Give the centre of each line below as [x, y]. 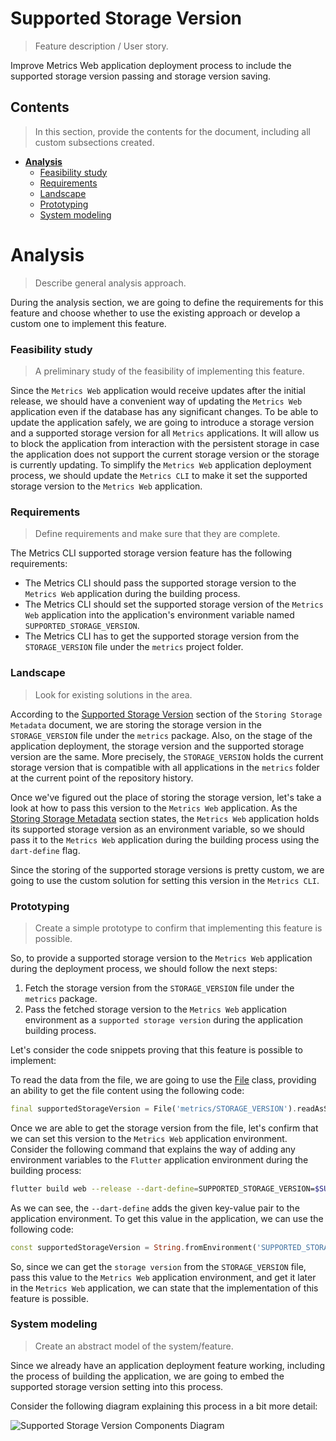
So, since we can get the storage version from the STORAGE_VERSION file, [158, 1266]
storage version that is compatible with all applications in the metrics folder [165, 767]
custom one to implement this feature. [88, 323]
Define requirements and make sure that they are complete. [157, 534]
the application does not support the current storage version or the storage [165, 454]
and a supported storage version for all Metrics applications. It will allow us [165, 433]
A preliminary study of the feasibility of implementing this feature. [169, 371]
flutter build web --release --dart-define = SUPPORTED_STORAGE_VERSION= [162, 1188]
